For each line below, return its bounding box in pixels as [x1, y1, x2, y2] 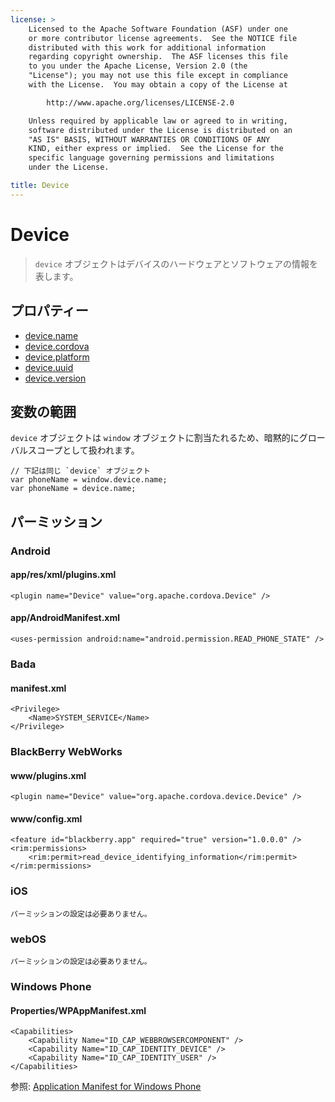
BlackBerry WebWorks [10, 745, 123, 759]
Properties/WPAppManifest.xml [10, 1004, 147, 1016]
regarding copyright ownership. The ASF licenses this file [28, 52, 288, 62]
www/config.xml [10, 812, 83, 825]
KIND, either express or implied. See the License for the [28, 144, 284, 154]
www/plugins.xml [10, 769, 87, 781]
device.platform [24, 351, 90, 363]
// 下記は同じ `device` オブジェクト [10, 466, 151, 476]
